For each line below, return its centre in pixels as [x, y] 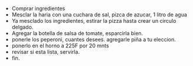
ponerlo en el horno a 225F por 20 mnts [60, 46]
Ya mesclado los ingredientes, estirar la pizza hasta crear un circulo [94, 21]
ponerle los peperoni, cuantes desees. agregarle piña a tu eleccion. [94, 39]
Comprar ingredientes [38, 8]
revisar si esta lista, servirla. [45, 52]
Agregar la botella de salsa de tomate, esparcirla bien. [77, 33]
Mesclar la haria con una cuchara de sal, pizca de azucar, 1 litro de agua [99, 15]
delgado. [22, 27]
